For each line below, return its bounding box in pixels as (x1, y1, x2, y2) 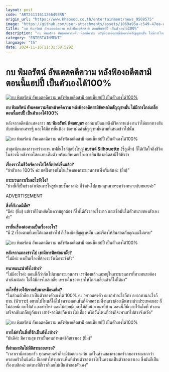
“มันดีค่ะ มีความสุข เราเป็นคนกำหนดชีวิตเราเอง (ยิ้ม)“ (6, 335, 92, 341)
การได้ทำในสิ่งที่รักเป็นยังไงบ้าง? (6, 329, 58, 335)
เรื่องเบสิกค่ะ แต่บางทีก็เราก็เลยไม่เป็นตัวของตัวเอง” (6, 362, 88, 368)
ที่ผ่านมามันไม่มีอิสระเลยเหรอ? (6, 345, 55, 351)
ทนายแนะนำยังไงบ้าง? (6, 265, 42, 271)
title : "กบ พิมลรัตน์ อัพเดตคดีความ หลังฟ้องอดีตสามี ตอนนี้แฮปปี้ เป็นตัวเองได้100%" (6, 26, 139, 31)
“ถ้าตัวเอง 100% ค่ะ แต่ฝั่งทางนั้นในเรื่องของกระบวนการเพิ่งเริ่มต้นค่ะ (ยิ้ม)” (6, 167, 130, 173)
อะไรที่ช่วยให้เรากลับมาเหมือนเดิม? (6, 287, 62, 293)
